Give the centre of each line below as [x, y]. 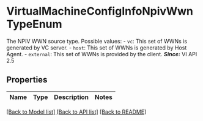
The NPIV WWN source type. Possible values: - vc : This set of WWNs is [97, 41]
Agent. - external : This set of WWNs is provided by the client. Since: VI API [102, 54]
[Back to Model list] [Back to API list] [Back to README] [76, 112]
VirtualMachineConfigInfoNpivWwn [100, 11]
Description [71, 97]
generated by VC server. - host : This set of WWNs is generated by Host [97, 48]
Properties [27, 80]
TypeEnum [34, 24]
